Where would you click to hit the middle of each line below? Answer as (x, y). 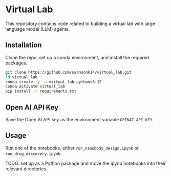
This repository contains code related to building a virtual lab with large (80, 24)
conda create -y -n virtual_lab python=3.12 (54, 82)
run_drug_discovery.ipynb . (34, 153)
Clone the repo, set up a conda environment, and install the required (77, 57)
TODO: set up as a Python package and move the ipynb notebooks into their (86, 163)
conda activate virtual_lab (35, 86)
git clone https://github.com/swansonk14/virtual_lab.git (68, 72)
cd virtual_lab (22, 77)
